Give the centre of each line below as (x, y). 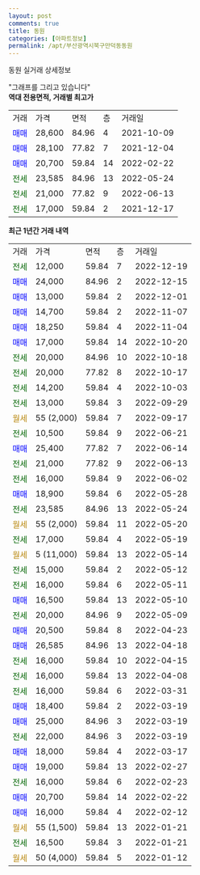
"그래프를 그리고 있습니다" (50, 87)
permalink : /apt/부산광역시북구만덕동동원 (71, 46)
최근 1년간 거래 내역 (39, 230)
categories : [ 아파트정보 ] (48, 38)
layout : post (30, 16)
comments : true (34, 23)
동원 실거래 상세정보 (40, 70)
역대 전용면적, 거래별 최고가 (51, 97)
